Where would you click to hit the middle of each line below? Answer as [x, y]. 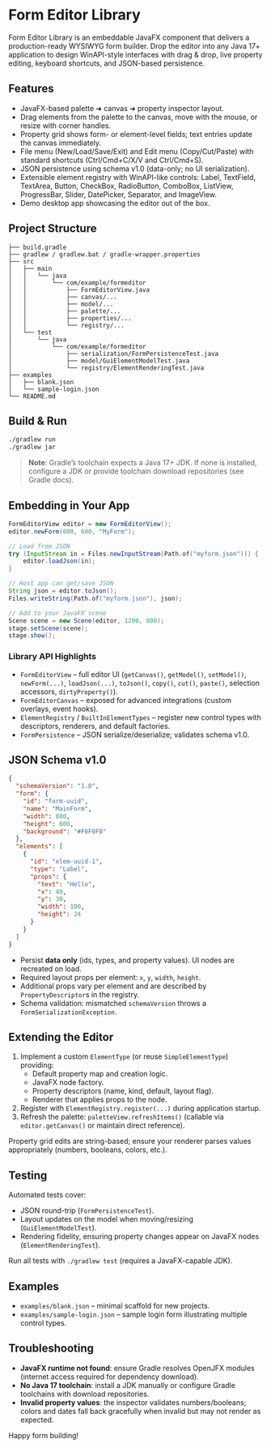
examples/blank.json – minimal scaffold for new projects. [115, 1305]
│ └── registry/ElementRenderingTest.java [106, 368]
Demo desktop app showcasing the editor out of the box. [115, 203]
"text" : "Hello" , [66, 884]
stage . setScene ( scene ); [49, 628]
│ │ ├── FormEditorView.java [79, 289]
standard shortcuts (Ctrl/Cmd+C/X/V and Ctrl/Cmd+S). [112, 160]
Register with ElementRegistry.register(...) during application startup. [140, 1108]
